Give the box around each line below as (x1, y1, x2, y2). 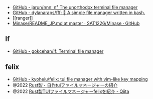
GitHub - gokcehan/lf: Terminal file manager (12, 48, 104, 54)
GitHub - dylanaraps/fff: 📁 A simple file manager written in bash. (12, 10, 145, 16)
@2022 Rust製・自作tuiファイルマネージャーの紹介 (12, 82, 118, 88)
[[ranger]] (12, 15, 33, 21)
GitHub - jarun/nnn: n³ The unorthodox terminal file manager (12, 5, 138, 10)
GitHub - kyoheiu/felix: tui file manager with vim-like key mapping (12, 76, 148, 82)
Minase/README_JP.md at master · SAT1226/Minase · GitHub (12, 20, 140, 26)
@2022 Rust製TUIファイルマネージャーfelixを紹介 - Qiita (12, 88, 129, 94)
